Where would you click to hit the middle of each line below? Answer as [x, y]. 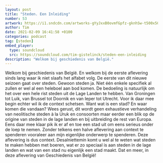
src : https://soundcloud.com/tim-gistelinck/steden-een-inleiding [78, 55]
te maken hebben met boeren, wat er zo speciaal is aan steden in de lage [78, 145]
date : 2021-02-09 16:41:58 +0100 [39, 32]
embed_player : [19, 46]
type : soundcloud [27, 50]
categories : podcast [26, 37]
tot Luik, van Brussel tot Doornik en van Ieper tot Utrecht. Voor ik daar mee [80, 99]
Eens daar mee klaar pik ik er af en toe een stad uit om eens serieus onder [79, 125]
